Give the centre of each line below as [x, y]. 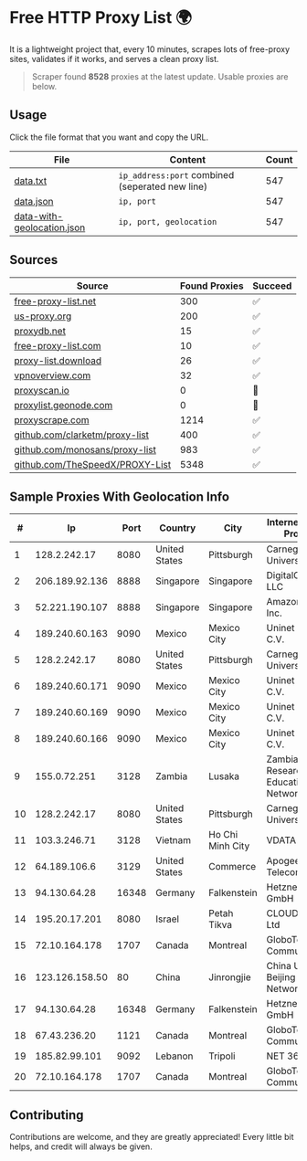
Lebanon [174, 1056]
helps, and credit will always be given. [81, 1146]
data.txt [31, 181]
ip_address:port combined [176, 174]
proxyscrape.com [52, 419]
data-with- [39, 216]
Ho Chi [223, 835]
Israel [167, 919]
